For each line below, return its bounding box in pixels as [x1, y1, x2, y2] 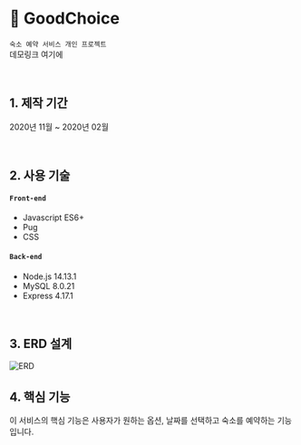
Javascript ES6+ [22, 212, 84, 223]
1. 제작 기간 [9, 95, 68, 111]
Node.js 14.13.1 [22, 271, 77, 282]
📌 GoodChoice [9, 8, 121, 29]
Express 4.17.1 [22, 290, 74, 301]
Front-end [9, 194, 47, 203]
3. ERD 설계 [9, 335, 73, 352]
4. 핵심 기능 [9, 389, 71, 404]
